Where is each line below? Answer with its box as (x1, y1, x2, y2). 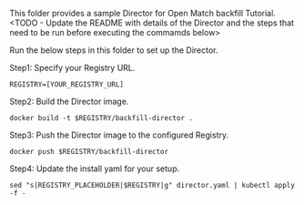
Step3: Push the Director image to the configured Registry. (9, 129, 229, 140)
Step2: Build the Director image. (9, 96, 129, 107)
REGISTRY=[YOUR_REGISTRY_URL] (9, 80, 125, 89)
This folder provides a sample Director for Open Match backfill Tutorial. (9, 8, 276, 18)
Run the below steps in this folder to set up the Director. (9, 45, 218, 56)
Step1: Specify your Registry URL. (9, 63, 136, 73)
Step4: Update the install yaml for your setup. (9, 163, 180, 174)
